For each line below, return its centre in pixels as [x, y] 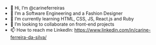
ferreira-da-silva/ [28, 37]
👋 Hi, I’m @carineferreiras [37, 8]
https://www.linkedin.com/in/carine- [112, 30]
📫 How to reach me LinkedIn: [42, 30]
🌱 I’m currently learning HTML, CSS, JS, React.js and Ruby [72, 19]
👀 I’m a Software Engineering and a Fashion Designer [66, 13]
